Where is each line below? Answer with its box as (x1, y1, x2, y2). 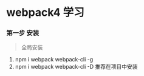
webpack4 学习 (6, 5, 84, 19)
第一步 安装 (6, 29, 39, 37)
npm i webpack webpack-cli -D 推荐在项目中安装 (15, 63, 138, 71)
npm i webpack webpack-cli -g (15, 56, 94, 63)
